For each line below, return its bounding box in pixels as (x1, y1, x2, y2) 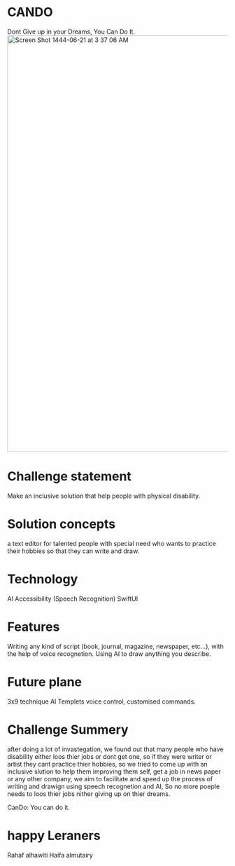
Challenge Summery (7, 722, 129, 737)
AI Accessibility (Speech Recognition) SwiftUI (7, 594, 138, 603)
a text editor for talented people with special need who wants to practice (7, 539, 217, 547)
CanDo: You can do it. (7, 803, 70, 811)
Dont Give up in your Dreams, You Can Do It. (7, 27, 135, 36)
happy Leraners (7, 827, 101, 844)
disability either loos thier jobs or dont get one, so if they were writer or (7, 752, 212, 760)
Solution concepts (7, 516, 116, 532)
